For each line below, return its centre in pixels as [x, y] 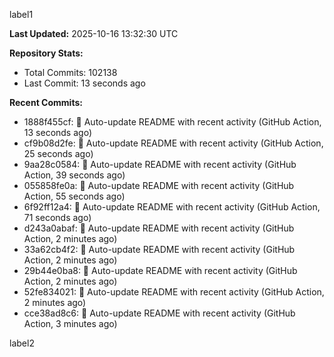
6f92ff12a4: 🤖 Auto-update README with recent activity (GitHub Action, [172, 207]
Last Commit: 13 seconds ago [84, 83]
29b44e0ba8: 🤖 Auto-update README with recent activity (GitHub [160, 270]
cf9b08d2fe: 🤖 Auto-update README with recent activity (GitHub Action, [173, 143]
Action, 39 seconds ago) [74, 175]
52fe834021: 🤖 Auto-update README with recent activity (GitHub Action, [174, 292]
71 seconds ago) [57, 217]
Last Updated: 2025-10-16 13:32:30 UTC [94, 33]
